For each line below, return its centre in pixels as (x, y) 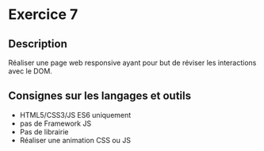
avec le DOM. (31, 71)
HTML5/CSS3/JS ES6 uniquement (75, 115)
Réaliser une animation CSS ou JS (75, 140)
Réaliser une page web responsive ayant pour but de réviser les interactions (132, 62)
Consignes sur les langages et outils (100, 96)
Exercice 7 (43, 15)
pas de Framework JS (55, 123)
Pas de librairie (44, 131)
